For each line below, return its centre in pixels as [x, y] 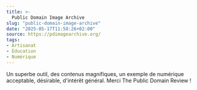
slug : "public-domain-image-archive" [54, 23]
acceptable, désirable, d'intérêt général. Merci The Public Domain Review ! [99, 80]
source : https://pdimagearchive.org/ [54, 34]
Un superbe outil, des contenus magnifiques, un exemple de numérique [95, 74]
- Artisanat [21, 46]
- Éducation [21, 51]
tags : [13, 40]
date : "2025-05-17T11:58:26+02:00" [51, 29]
